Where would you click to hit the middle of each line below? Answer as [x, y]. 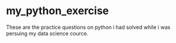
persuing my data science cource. [47, 33]
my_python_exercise [57, 11]
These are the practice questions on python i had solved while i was [88, 27]
